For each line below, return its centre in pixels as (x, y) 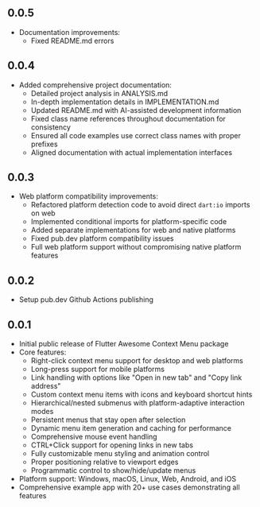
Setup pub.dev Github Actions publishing (86, 300)
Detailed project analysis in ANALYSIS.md (99, 93)
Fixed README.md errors (72, 41)
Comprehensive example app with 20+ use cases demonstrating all (129, 487)
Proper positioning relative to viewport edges (105, 462)
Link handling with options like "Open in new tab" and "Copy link (136, 377)
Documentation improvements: (70, 32)
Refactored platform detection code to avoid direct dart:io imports (140, 205)
